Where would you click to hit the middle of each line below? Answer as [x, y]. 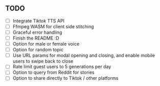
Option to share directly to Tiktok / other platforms [65, 78]
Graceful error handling [37, 32]
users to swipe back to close [43, 61]
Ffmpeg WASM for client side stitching [53, 26]
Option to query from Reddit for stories [53, 72]
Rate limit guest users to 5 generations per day [62, 67]
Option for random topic [38, 50]
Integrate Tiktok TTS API [39, 20]
